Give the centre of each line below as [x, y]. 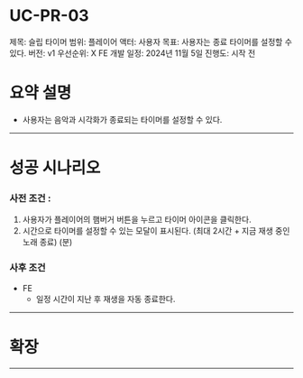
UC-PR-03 [49, 16]
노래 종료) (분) [47, 242]
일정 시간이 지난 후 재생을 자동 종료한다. [106, 299]
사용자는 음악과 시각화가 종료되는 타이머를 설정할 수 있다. [122, 119]
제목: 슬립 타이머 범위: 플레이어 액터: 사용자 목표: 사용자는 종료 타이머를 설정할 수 [151, 41]
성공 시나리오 [55, 168]
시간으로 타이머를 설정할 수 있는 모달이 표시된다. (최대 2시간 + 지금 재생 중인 [156, 231]
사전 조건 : [30, 198]
